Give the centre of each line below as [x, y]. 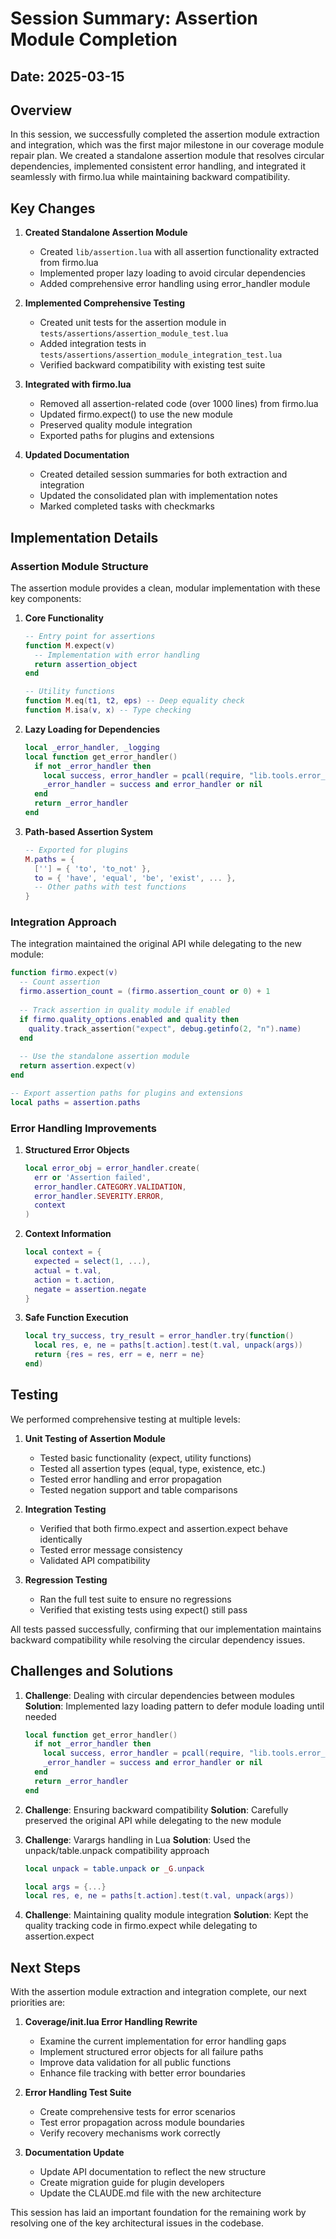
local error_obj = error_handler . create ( [112, 1168]
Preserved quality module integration [116, 425]
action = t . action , [75, 1280]
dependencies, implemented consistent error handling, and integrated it [158, 166]
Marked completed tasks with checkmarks [127, 506]
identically [61, 1539]
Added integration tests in [93, 344]
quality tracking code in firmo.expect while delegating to [141, 1926]
